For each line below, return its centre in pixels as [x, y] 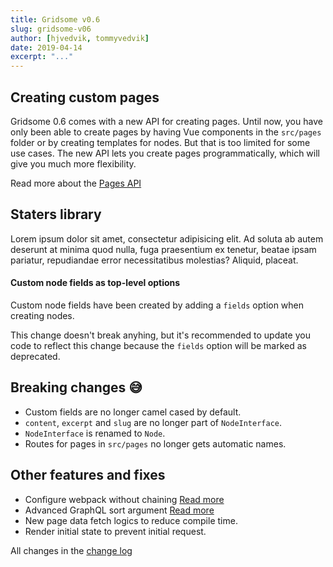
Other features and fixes [88, 475]
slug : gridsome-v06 [51, 29]
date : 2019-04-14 [46, 47]
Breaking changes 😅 [76, 387]
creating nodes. [42, 315]
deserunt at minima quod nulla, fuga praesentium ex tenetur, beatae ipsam [163, 249]
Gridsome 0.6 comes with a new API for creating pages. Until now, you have [166, 121]
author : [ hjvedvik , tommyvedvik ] [80, 38]
